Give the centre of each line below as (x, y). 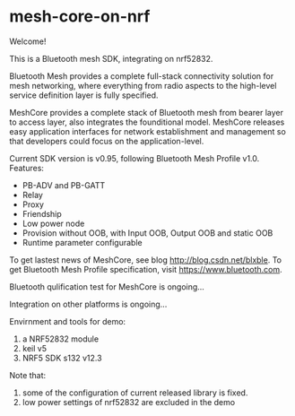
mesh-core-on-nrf (80, 17)
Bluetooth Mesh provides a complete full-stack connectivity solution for (142, 76)
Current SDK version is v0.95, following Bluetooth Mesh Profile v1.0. (134, 158)
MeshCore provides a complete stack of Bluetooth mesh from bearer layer (147, 112)
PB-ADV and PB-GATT (64, 185)
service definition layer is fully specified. (84, 95)
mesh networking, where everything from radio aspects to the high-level (143, 85)
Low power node (53, 223)
